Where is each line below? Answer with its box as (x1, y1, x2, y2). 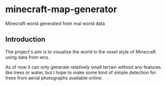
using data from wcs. (5, 54, 50, 60)
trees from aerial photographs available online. (5, 75, 103, 81)
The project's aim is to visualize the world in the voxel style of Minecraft (5, 48, 156, 54)
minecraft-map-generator (5, 4, 117, 15)
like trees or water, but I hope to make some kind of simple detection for (5, 69, 156, 75)
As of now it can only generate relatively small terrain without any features (5, 64, 161, 70)
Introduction (5, 35, 46, 44)
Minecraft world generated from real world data (5, 20, 105, 26)
